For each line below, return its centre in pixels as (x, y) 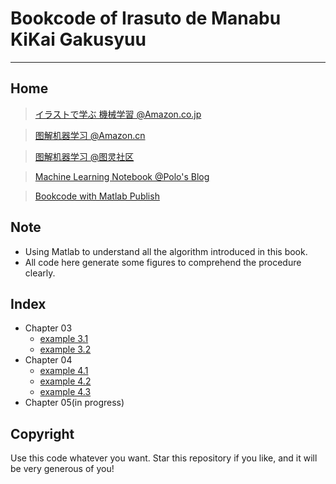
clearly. (40, 273)
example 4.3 (65, 392)
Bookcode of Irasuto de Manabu (146, 18)
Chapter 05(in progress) (74, 403)
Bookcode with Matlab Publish (97, 196)
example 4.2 (65, 381)
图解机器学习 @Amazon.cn (90, 135)
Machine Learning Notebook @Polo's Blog (122, 176)
